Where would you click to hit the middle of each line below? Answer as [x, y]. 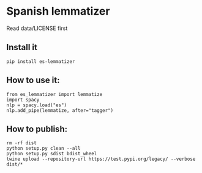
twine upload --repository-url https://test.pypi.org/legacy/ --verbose [101, 159]
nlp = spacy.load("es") [37, 105]
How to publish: [37, 129]
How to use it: [33, 80]
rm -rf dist [21, 143]
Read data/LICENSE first [37, 28]
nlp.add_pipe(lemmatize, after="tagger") [60, 110]
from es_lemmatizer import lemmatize [54, 94]
